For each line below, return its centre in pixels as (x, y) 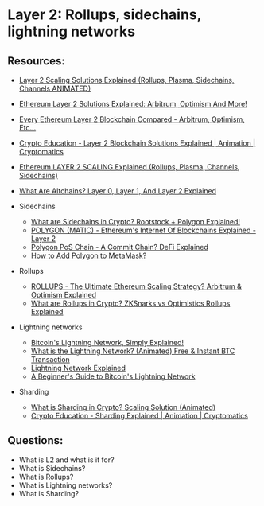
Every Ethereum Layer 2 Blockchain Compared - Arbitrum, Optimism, (132, 119)
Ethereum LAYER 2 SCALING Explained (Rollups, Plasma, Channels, (129, 167)
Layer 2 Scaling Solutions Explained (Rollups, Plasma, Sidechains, (126, 80)
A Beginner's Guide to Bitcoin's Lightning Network (113, 376)
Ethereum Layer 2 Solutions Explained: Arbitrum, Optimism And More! (133, 104)
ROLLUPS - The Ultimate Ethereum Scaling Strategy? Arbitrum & (136, 286)
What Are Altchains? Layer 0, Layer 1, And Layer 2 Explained (117, 191)
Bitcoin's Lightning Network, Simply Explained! (107, 343)
